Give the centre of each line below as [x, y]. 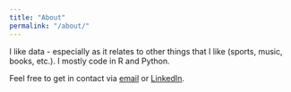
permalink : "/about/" [50, 26]
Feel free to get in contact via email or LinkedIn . [97, 78]
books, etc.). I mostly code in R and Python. [90, 61]
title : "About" [38, 17]
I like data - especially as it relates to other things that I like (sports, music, [146, 51]
